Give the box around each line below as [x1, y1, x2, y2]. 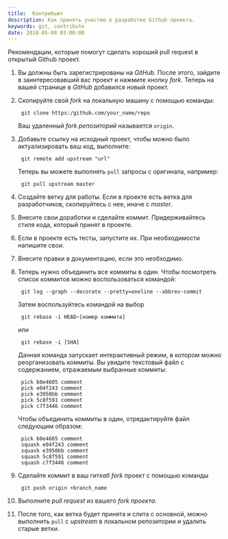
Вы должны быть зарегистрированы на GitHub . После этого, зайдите [17, 69, 220, 77]
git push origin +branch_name [21, 485, 107, 492]
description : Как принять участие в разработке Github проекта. [8, 16, 195, 23]
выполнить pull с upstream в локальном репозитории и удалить [17, 517, 207, 525]
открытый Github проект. [8, 56, 81, 64]
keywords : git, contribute [8, 23, 85, 29]
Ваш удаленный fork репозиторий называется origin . [17, 121, 175, 130]
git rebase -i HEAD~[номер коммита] [21, 313, 126, 321]
